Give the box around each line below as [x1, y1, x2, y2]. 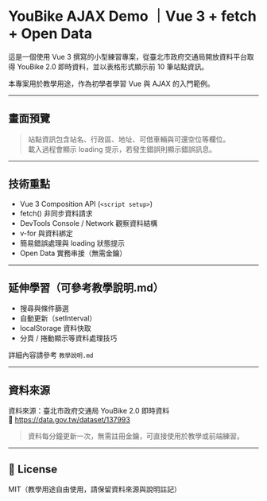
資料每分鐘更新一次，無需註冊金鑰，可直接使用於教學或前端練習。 [27, 431, 244, 441]
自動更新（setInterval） [19, 313, 97, 323]
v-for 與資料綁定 [19, 228, 73, 238]
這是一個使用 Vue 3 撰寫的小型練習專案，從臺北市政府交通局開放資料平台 [8, 52, 248, 61]
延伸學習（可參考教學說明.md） [8, 281, 164, 294]
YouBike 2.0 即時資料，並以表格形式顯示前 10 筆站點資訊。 [17, 61, 209, 72]
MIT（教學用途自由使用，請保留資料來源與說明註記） [8, 484, 181, 494]
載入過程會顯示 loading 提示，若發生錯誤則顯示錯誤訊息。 [27, 144, 217, 153]
